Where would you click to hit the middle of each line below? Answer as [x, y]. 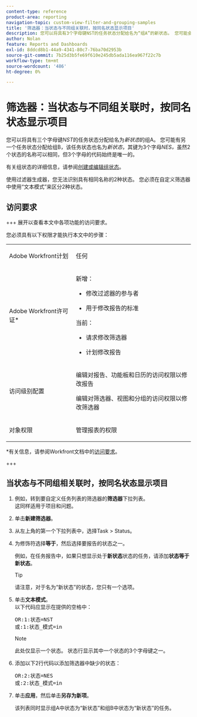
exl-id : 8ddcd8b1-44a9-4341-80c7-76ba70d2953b [64, 50]
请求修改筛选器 [106, 337]
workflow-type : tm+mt [33, 61]
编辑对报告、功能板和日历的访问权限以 [129, 375]
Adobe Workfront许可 [39, 311]
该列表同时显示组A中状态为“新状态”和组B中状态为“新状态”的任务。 [94, 708]
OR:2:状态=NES [34, 676]
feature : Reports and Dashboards [47, 45]
